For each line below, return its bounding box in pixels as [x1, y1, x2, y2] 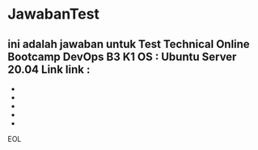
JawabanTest [7, 5, 100, 24]
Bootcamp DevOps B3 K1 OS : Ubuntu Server [7, 49, 237, 63]
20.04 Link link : [7, 62, 91, 76]
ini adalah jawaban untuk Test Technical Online [7, 37, 250, 51]
